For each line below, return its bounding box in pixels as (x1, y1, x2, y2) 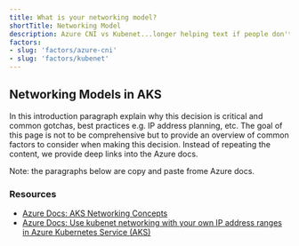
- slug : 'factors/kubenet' (9, 54, 109, 63)
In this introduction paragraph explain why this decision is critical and (9, 110, 263, 121)
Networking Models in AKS (9, 87, 162, 102)
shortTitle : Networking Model (9, 21, 122, 30)
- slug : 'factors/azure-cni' (9, 46, 117, 55)
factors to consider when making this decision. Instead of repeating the (9, 139, 271, 149)
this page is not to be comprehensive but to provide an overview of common (9, 130, 289, 140)
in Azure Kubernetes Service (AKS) (21, 227, 151, 238)
